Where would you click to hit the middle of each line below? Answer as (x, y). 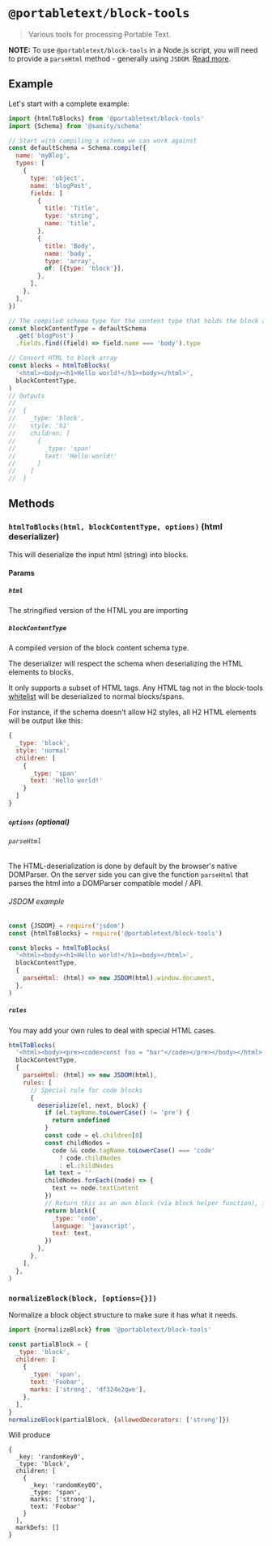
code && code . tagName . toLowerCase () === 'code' (134, 1150)
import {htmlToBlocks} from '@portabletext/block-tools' (106, 118)
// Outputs (27, 396)
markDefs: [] (38, 1528)
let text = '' (68, 1173)
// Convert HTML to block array (63, 358)
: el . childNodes (87, 1165)
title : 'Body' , (70, 246)
